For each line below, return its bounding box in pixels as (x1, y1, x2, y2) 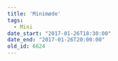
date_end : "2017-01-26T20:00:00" (7, 36, 105, 43)
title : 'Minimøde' (7, 10, 61, 18)
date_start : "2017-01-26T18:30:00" (7, 29, 112, 37)
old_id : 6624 (7, 43, 46, 50)
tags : (7, 17, 23, 24)
